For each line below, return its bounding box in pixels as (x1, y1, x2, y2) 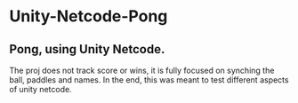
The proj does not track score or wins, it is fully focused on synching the (9, 65, 275, 75)
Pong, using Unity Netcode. (9, 42, 165, 57)
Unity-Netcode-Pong (9, 6, 168, 27)
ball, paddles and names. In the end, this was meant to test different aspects (9, 75, 289, 85)
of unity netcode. (9, 84, 73, 94)
